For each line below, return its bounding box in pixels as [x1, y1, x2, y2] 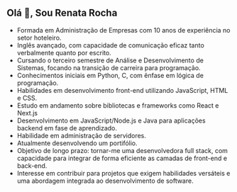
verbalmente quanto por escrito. [16, 48, 111, 57]
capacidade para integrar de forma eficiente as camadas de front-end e [16, 154, 228, 162]
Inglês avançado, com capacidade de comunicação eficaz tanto [16, 40, 205, 50]
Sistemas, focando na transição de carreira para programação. [16, 63, 201, 72]
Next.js [16, 108, 38, 117]
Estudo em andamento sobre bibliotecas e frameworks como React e [16, 101, 219, 110]
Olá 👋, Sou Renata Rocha [6, 7, 118, 19]
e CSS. [16, 94, 38, 102]
